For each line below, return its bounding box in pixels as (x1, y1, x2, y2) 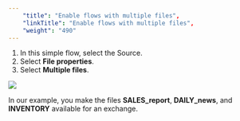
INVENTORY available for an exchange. (8, 104, 138, 114)
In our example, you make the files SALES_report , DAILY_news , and (8, 96, 233, 105)
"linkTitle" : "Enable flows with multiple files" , (22, 19, 195, 27)
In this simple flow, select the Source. (19, 49, 144, 58)
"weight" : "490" (22, 26, 77, 34)
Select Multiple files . (19, 65, 89, 75)
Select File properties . (19, 57, 94, 66)
